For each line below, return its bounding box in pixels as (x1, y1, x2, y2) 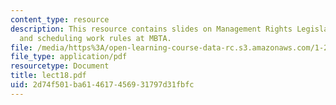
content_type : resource (10, 14, 110, 25)
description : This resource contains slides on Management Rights (10, 24, 293, 34)
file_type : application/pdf (10, 52, 128, 62)
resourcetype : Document (10, 61, 110, 71)
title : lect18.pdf (10, 71, 87, 81)
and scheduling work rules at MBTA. (19, 33, 172, 43)
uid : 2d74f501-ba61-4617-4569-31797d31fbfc (10, 80, 195, 90)
